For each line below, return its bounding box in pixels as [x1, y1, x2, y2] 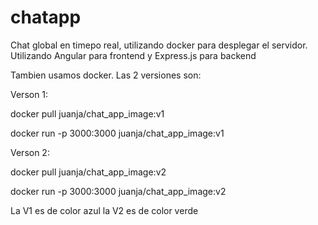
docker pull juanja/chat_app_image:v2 [10, 166, 167, 178]
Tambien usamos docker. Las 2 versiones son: [10, 69, 202, 81]
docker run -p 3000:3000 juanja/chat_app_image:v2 [10, 185, 227, 197]
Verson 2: [10, 146, 50, 158]
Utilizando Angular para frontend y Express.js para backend [10, 49, 257, 61]
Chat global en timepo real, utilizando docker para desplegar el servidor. [10, 39, 308, 51]
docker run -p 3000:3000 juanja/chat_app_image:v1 [10, 127, 225, 139]
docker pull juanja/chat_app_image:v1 [10, 107, 165, 120]
